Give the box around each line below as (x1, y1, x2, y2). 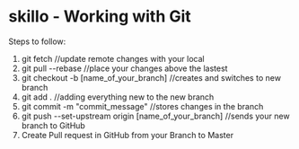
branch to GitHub (21, 119, 86, 131)
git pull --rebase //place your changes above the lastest (21, 63, 228, 74)
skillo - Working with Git (8, 6, 192, 27)
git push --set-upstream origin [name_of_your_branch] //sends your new (21, 110, 290, 121)
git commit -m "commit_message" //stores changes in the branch (21, 101, 264, 111)
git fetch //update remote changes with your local (21, 53, 205, 64)
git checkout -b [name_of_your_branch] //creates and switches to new (21, 72, 282, 83)
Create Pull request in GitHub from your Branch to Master (21, 129, 234, 140)
